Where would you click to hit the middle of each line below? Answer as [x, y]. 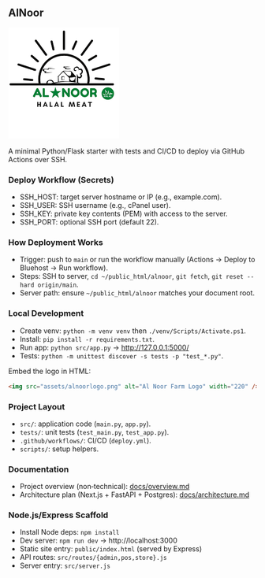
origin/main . [58, 285]
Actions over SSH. [38, 159]
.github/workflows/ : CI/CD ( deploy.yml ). [85, 440]
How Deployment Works [56, 243]
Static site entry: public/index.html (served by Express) [111, 549]
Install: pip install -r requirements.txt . [87, 339]
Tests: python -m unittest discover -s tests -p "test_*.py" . [121, 356]
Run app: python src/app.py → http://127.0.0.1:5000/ [104, 347]
